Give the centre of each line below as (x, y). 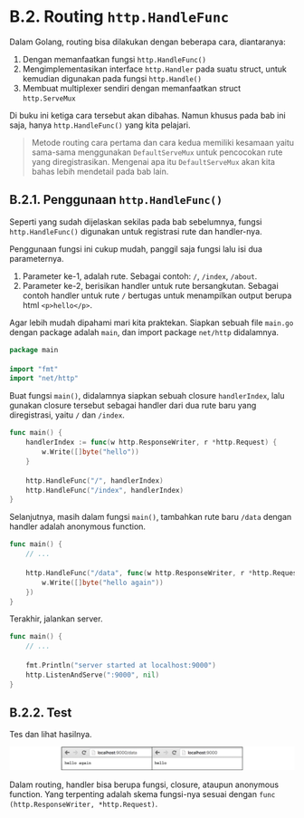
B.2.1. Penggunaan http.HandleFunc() (116, 200)
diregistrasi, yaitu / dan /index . (67, 415)
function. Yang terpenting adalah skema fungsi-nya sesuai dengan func (142, 794)
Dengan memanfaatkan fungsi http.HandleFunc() (114, 59)
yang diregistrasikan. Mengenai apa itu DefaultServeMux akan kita (153, 161)
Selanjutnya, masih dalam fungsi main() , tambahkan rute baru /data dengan (151, 517)
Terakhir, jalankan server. (56, 619)
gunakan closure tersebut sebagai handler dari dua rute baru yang (133, 406)
